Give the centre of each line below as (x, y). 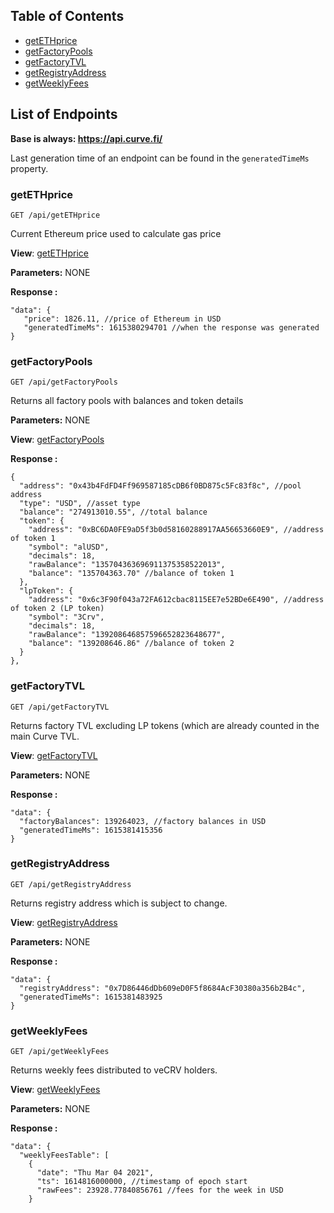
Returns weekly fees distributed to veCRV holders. (114, 1070)
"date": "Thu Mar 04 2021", (95, 1173)
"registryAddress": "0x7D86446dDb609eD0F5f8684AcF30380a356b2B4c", (163, 988)
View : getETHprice (49, 253)
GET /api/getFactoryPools (64, 382)
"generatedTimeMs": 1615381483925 (91, 997)
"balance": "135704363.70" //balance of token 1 (131, 574)
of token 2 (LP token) (57, 609)
